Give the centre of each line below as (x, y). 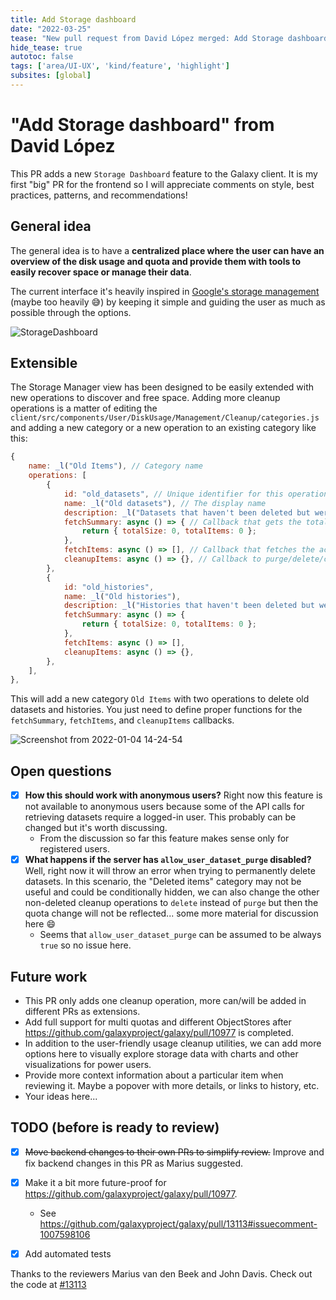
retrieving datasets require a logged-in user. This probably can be (160, 817)
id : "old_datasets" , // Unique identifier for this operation (196, 494)
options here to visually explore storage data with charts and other (161, 1054)
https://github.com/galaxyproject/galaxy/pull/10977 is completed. (159, 1033)
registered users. (74, 849)
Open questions (61, 771)
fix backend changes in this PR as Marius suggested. (134, 1163)
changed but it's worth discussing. (96, 828)
